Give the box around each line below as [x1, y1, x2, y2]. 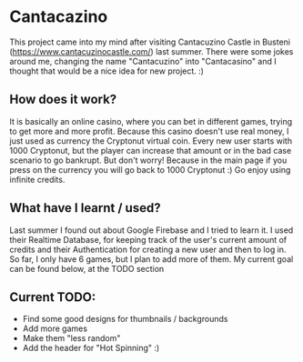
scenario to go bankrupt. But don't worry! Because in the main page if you [9, 155, 288, 166]
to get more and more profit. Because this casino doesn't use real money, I [9, 126, 289, 136]
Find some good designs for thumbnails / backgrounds [22, 314, 229, 325]
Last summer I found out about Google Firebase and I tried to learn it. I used [9, 225, 294, 236]
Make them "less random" [22, 333, 121, 344]
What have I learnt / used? [9, 200, 161, 216]
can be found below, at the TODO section [9, 263, 165, 274]
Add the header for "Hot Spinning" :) [22, 343, 160, 354]
